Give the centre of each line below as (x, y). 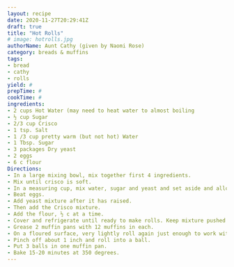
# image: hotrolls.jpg (40, 40)
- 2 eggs (20, 156)
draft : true (24, 26)
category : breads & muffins (48, 53)
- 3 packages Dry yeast (42, 149)
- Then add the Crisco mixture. (54, 208)
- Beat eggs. (26, 195)
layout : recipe (29, 14)
